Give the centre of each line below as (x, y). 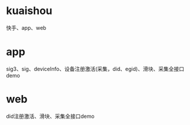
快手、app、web (26, 28)
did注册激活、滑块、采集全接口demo (50, 116)
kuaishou (29, 11)
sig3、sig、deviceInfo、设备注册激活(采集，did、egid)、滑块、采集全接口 (95, 69)
